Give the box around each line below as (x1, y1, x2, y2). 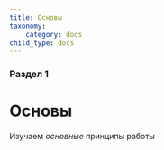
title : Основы (9, 13, 63, 22)
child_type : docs (9, 38, 75, 48)
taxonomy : (9, 22, 47, 31)
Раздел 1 (9, 68, 50, 81)
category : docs (25, 30, 83, 39)
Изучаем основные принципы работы (9, 131, 156, 142)
